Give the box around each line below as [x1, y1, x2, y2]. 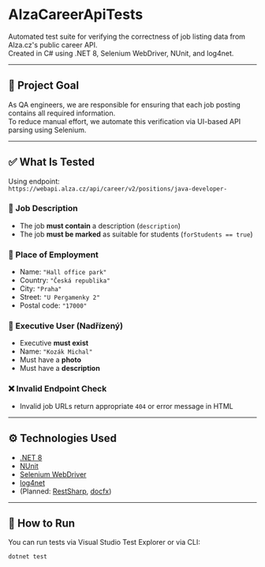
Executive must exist [19, 338, 89, 348]
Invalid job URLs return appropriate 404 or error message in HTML [19, 401, 234, 410]
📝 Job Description [8, 203, 78, 214]
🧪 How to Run [8, 516, 76, 530]
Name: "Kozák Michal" [19, 346, 93, 357]
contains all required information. [8, 108, 116, 118]
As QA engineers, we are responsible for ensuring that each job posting [8, 100, 241, 109]
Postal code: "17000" [19, 301, 88, 310]
